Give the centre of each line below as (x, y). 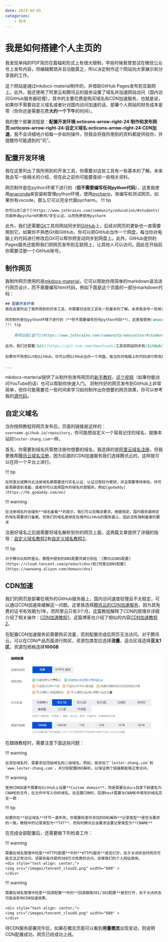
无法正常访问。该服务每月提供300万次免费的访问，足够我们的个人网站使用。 (75, 858)
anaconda (20, 194)
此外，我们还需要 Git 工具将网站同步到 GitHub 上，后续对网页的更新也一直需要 (83, 226)
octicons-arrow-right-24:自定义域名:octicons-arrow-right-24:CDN (81, 128)
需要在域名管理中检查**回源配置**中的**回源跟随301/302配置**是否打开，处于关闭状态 (83, 893)
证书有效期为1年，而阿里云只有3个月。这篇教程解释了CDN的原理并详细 (87, 611)
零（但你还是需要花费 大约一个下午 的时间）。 (50, 111)
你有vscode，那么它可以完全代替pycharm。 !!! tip (60, 200)
